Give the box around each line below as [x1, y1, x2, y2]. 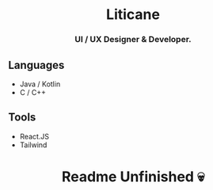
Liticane [105, 6, 161, 24]
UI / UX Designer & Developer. [74, 34, 192, 45]
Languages [8, 58, 65, 72]
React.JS [19, 131, 50, 141]
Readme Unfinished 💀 [61, 168, 205, 185]
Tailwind [19, 140, 48, 150]
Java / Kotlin [19, 79, 61, 89]
